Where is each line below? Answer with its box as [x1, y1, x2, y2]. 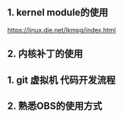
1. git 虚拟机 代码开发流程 [7, 74, 116, 86]
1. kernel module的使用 [7, 6, 109, 19]
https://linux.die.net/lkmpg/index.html [7, 25, 116, 34]
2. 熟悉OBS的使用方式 [7, 100, 103, 112]
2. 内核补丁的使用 [7, 48, 83, 60]
